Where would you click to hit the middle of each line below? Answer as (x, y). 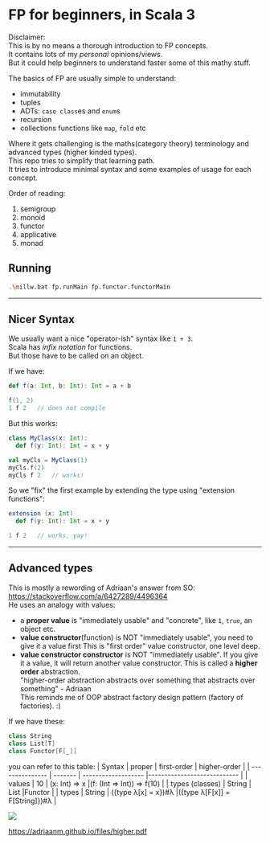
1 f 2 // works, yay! (48, 536)
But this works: (33, 424)
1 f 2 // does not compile (57, 408)
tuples (31, 102)
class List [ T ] (32, 744)
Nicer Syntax (41, 320)
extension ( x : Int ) (41, 514)
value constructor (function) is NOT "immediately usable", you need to (137, 637)
